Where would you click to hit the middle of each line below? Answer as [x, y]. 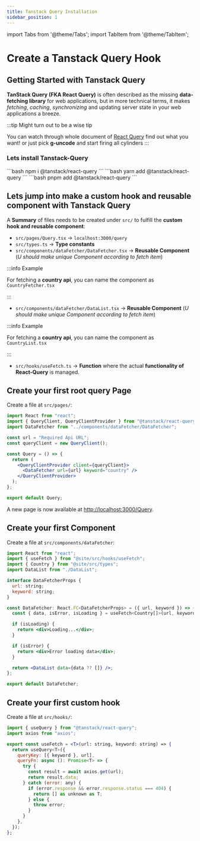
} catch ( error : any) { [52, 783]
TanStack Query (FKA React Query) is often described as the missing [93, 94]
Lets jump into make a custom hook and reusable [99, 196]
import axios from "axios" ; [42, 733]
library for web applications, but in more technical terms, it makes [110, 101]
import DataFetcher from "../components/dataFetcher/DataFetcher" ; [92, 427]
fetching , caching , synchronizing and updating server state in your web [94, 107]
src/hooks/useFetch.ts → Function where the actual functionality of [100, 365]
